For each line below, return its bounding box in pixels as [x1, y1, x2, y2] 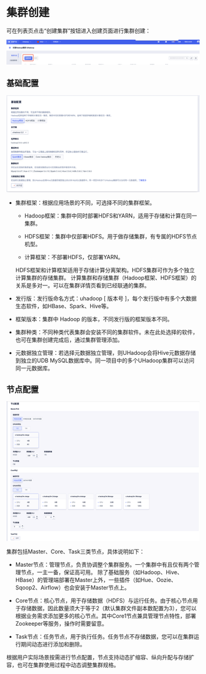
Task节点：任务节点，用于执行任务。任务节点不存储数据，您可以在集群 [15, 632, 194, 640]
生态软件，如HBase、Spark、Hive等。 [15, 303, 112, 310]
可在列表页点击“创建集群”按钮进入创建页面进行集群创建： [6, 27, 151, 34]
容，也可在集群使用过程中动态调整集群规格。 [6, 661, 120, 668]
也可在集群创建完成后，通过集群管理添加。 [15, 336, 123, 344]
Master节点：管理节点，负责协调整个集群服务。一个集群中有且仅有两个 [15, 561, 194, 568]
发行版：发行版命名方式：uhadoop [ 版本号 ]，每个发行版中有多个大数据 [15, 295, 197, 302]
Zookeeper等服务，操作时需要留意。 [15, 619, 108, 627]
